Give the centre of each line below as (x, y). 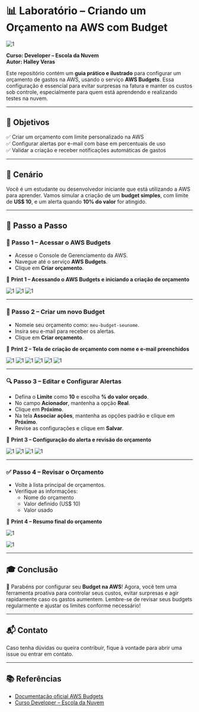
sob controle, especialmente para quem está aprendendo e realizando (92, 92)
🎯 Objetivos (28, 122)
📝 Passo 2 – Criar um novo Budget (55, 312)
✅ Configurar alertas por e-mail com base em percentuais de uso (86, 143)
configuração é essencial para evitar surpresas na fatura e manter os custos (99, 85)
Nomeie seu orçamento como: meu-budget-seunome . (77, 325)
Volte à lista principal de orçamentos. (60, 485)
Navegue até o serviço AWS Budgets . (61, 262)
